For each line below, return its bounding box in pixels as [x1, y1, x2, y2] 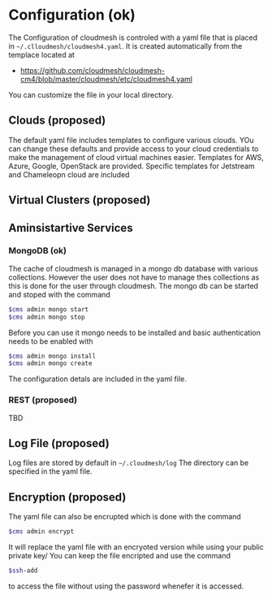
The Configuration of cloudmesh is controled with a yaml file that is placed [8, 33, 258, 42]
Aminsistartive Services [8, 221, 133, 235]
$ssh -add [8, 566, 38, 575]
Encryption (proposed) [8, 490, 127, 504]
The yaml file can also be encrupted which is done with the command [8, 512, 241, 522]
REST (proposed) [8, 394, 78, 406]
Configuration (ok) [8, 6, 136, 24]
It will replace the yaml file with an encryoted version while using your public [8, 542, 264, 552]
